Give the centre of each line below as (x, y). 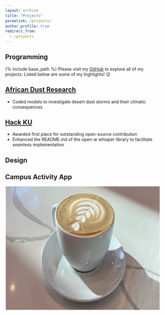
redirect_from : (21, 31)
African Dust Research (41, 90)
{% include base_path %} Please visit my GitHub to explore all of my (74, 69)
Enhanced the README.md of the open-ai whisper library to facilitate (82, 139)
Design (16, 160)
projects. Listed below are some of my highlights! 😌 (58, 74)
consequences (27, 107)
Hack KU (19, 123)
